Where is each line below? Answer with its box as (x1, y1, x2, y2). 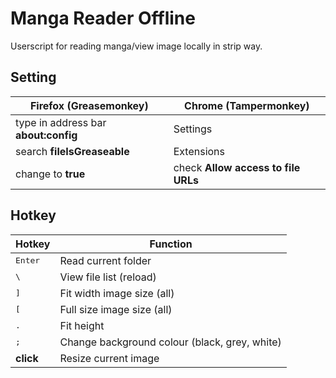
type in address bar (15, 115, 107, 129)
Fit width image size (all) (59, 286, 175, 300)
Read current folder (59, 253, 152, 267)
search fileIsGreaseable (15, 144, 130, 158)
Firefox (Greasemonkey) (29, 98, 149, 112)
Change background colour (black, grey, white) (59, 335, 282, 349)
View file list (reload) (59, 270, 157, 284)
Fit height (59, 318, 105, 332)
